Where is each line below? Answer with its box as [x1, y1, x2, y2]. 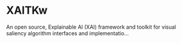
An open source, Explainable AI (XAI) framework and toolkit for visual [6, 23, 176, 30]
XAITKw [6, 4, 48, 17]
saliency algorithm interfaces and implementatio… [6, 29, 129, 36]
